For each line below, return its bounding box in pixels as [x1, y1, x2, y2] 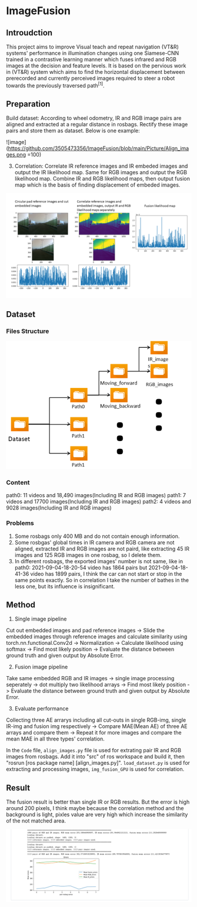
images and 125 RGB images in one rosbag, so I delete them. [14, 551, 162, 559]
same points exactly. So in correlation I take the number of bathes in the [14, 576, 189, 583]
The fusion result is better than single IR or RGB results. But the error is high [6, 798, 190, 805]
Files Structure [6, 327, 49, 335]
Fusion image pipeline [14, 663, 68, 671]
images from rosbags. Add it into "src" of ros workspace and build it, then [6, 753, 185, 760]
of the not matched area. [6, 817, 66, 824]
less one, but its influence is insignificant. [14, 583, 115, 590]
